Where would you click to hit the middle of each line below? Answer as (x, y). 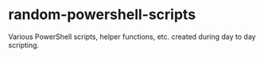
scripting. (24, 44)
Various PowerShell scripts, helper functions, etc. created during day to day (132, 37)
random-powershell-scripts (102, 15)
